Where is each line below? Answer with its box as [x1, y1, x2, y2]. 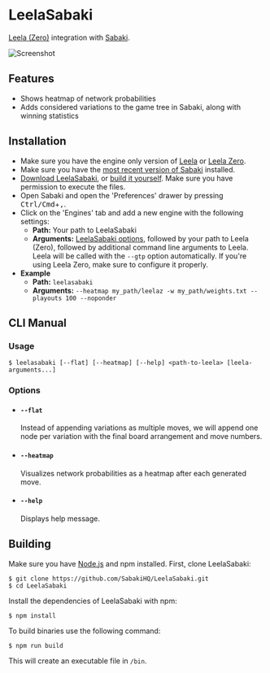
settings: [20, 216, 50, 226]
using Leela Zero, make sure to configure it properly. [32, 259, 209, 269]
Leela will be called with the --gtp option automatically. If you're [32, 250, 247, 261]
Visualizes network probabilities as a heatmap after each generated [20, 468, 246, 478]
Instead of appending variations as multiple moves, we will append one [20, 423, 259, 432]
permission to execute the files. [20, 181, 126, 192]
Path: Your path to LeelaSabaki [32, 225, 137, 235]
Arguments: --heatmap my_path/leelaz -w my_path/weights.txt [32, 285, 247, 295]
